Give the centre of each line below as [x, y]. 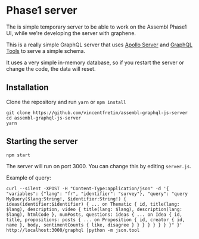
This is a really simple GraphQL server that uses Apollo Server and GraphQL [99, 45]
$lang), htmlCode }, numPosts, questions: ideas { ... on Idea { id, [94, 215]
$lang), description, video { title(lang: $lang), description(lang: [94, 209]
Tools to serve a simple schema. [46, 51]
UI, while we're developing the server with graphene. [71, 33]
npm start [18, 155]
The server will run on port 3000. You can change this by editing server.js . [99, 166]
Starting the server [42, 141]
